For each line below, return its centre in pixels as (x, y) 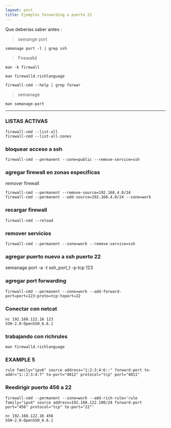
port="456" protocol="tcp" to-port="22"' (50, 407)
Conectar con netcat (31, 308)
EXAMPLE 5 (20, 360)
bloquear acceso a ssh (34, 149)
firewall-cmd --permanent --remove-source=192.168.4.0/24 (68, 193)
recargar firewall (26, 210)
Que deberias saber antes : (34, 29)
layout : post (19, 10)
